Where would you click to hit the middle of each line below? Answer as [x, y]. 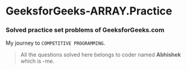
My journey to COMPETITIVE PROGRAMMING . [55, 43]
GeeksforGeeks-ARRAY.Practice [89, 11]
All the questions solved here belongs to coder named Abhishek [101, 55]
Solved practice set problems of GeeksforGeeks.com [85, 30]
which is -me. [37, 61]
